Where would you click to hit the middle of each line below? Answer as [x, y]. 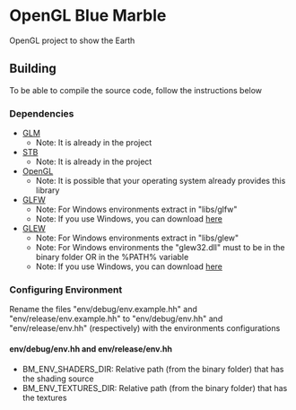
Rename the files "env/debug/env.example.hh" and [103, 310]
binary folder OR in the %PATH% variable [112, 257]
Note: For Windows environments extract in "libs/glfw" [136, 209]
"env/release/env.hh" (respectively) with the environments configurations [145, 328]
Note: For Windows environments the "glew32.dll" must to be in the [160, 248]
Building [33, 69]
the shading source [58, 379]
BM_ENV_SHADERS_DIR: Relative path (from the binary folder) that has [153, 369]
